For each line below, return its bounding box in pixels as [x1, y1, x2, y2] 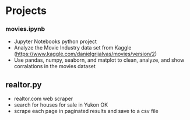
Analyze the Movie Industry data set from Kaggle [13, 44, 132, 51]
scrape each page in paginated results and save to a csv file [13, 108, 159, 115]
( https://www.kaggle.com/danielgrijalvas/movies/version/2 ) [13, 51, 157, 58]
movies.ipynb [5, 25, 45, 33]
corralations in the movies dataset [13, 63, 96, 70]
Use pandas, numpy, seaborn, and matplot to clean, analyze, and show [13, 57, 185, 63]
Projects [5, 4, 47, 17]
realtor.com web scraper [13, 95, 73, 103]
